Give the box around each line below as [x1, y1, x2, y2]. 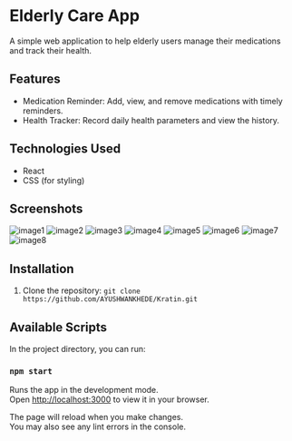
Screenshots [9, 201, 83, 216]
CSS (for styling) [22, 174, 85, 186]
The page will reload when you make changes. [9, 412, 184, 423]
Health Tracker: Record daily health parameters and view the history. [22, 114, 279, 125]
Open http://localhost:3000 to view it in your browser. [9, 394, 210, 405]
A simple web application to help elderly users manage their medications [9, 35, 281, 46]
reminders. [22, 105, 63, 116]
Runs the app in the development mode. [9, 385, 159, 396]
